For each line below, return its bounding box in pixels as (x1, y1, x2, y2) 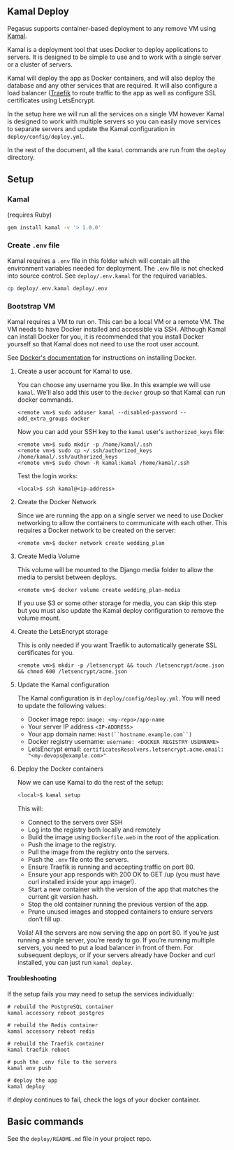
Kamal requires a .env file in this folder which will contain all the (7, 256, 191, 265)
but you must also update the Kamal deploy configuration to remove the (17, 606, 224, 614)
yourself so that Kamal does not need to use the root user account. (7, 339, 200, 348)
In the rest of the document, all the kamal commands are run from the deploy (7, 145, 226, 154)
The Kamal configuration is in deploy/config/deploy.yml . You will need (17, 694, 221, 702)
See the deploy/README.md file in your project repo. (7, 1134, 152, 1142)
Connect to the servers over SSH (27, 818, 124, 826)
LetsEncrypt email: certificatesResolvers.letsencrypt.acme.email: (27, 745, 224, 753)
